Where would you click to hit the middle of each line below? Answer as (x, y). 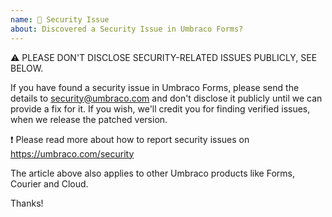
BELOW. (27, 68)
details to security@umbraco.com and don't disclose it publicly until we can (166, 98)
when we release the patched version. (89, 119)
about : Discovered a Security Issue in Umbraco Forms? (127, 29)
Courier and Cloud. (49, 183)
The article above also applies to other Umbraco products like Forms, (152, 173)
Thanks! (27, 203)
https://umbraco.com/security (72, 153)
